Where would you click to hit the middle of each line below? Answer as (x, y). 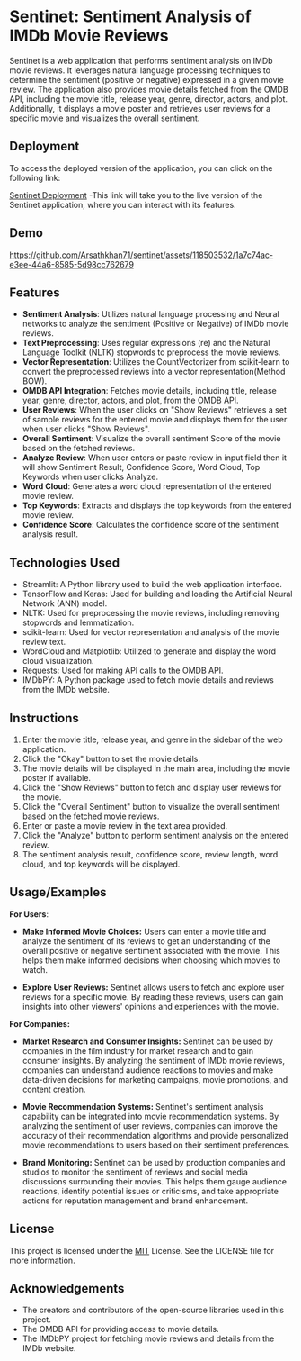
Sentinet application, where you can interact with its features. (123, 204)
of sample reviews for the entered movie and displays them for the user (155, 420)
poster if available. (57, 778)
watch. (35, 969)
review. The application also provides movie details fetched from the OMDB (149, 89)
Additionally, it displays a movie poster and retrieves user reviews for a (140, 108)
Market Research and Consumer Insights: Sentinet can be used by (148, 1041)
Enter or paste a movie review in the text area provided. (125, 826)
